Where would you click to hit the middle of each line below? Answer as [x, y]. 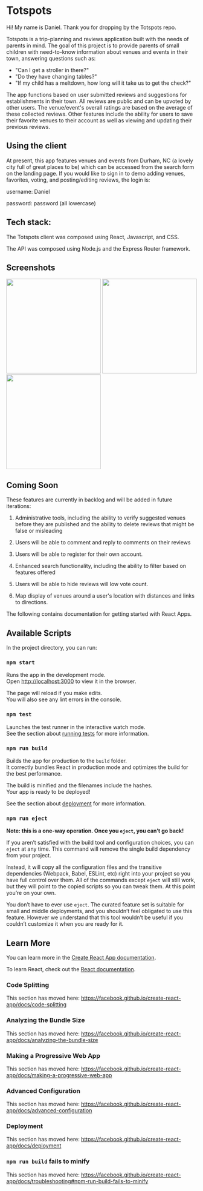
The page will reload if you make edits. [54, 693]
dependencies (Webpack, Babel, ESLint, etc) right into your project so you [98, 874]
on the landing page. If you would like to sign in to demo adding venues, [96, 173]
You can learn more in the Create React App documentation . [81, 958]
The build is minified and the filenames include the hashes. [79, 785]
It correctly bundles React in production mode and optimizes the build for [97, 767]
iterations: [19, 506]
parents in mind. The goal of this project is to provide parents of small [93, 45]
